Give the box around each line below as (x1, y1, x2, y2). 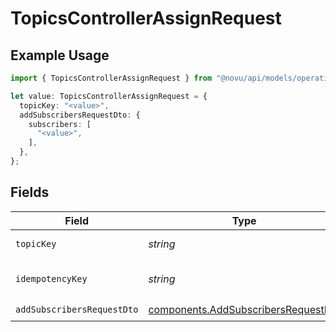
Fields (10, 184, 50, 201)
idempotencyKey (15, 273, 88, 284)
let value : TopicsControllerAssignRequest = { (10, 91, 208, 101)
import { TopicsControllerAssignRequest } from (10, 73, 213, 83)
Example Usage (10, 47, 110, 64)
